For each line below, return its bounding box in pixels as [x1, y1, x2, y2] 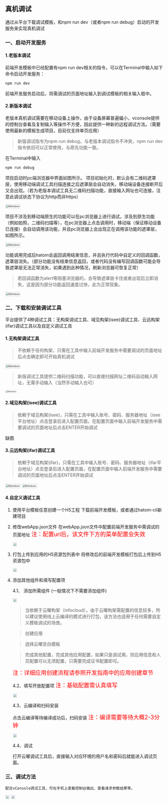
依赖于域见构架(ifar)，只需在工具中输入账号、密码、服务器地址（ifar [17, 459, 157, 465]
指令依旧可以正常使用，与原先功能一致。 [17, 144, 101, 150]
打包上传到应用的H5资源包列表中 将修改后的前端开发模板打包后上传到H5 [12, 551, 161, 558]
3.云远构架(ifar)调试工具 [5, 447, 55, 453]
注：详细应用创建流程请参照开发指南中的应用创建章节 [12, 669, 153, 677]
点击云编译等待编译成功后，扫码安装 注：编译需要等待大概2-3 [12, 714, 154, 721]
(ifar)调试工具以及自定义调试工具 [5, 323, 72, 329]
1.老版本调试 [5, 52, 31, 59]
